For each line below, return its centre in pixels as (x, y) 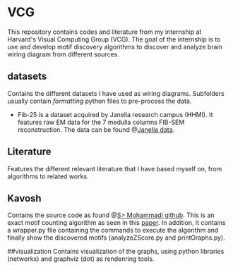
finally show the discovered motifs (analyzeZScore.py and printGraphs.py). (116, 238)
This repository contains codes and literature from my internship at (104, 32)
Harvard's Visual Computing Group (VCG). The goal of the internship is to (114, 39)
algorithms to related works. (48, 176)
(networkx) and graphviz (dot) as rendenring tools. (81, 259)
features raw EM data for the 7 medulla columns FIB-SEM (101, 122)
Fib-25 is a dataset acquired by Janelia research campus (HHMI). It (115, 114)
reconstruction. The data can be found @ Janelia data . (96, 129)
